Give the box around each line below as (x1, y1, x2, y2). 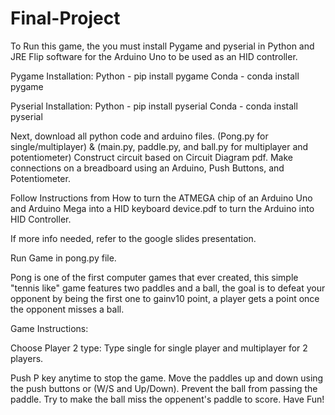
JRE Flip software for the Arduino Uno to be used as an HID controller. (10, 50, 298, 62)
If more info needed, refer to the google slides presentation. (10, 232, 257, 244)
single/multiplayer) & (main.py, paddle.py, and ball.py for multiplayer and (10, 140, 309, 152)
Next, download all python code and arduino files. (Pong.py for (10, 130, 269, 142)
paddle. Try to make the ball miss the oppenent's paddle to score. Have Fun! (10, 393, 325, 405)
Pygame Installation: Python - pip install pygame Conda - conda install (10, 70, 300, 82)
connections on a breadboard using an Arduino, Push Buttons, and (10, 162, 285, 174)
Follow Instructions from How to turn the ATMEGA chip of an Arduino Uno (10, 192, 313, 204)
